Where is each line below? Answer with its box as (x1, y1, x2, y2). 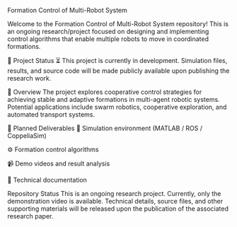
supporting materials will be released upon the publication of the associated (7, 204, 229, 213)
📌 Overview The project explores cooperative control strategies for (7, 88, 202, 96)
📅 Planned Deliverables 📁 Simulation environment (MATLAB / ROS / (7, 124, 203, 132)
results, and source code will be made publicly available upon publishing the (7, 66, 230, 75)
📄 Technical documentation (7, 176, 87, 184)
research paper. (7, 212, 54, 220)
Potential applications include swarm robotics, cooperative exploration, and (7, 103, 227, 111)
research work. (7, 74, 52, 82)
